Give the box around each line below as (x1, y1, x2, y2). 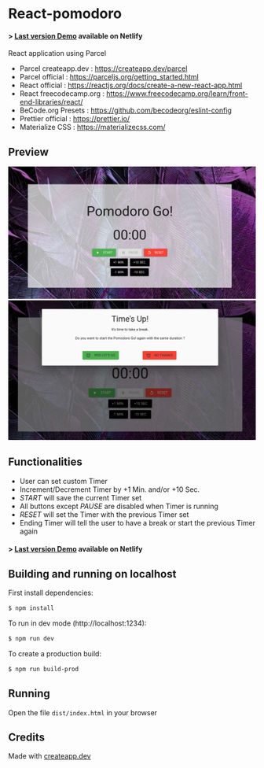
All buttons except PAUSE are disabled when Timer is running (19, 501, 218, 511)
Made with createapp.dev (8, 751, 92, 761)
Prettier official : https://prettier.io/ (19, 114, 130, 124)
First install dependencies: (8, 588, 93, 598)
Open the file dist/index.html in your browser (8, 707, 158, 717)
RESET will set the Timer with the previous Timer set (19, 509, 189, 519)
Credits (8, 730, 46, 744)
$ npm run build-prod (8, 665, 79, 673)
